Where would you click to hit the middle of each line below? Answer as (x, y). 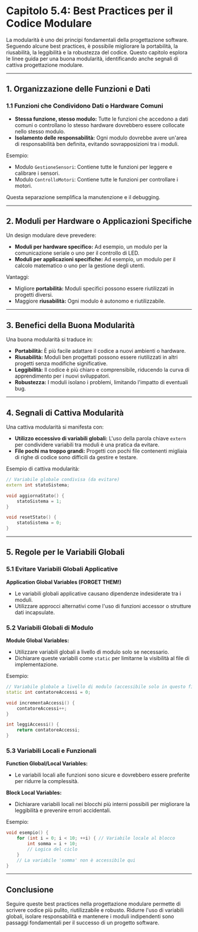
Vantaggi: (18, 277)
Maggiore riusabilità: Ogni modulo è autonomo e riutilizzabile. (90, 301)
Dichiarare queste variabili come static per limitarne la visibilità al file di (102, 658)
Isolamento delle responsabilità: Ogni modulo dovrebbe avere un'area (101, 138)
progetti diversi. (34, 295)
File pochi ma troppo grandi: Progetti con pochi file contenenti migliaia (101, 451)
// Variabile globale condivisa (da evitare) (63, 480)
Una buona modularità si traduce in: (49, 340)
